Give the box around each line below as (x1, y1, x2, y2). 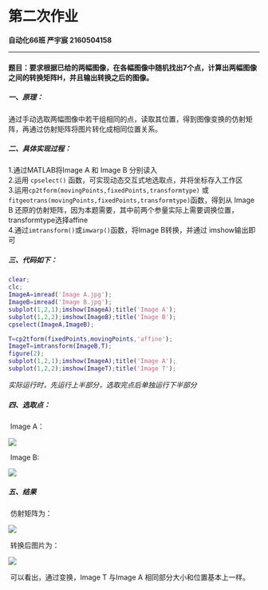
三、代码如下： (8, 255, 57, 265)
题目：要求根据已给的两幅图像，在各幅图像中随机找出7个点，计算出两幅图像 (8, 62, 258, 72)
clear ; (8, 276, 30, 284)
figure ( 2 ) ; (8, 349, 45, 358)
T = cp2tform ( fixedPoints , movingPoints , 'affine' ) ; (8, 335, 173, 343)
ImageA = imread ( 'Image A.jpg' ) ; (8, 291, 112, 299)
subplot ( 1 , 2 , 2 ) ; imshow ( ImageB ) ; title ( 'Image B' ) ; (8, 313, 177, 321)
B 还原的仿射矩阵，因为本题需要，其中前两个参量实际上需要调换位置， (8, 205, 239, 215)
